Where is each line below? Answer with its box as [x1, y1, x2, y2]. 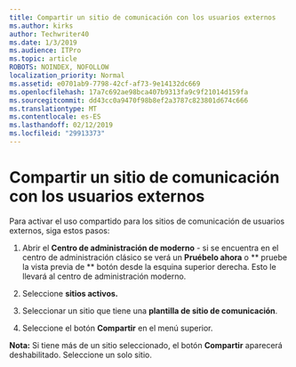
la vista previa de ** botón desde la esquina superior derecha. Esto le [21, 261, 277, 272]
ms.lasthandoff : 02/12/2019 [9, 121, 114, 130]
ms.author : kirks [9, 21, 74, 30]
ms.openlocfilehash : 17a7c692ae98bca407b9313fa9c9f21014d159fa [9, 87, 249, 96]
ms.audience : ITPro [9, 46, 82, 55]
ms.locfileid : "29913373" [9, 129, 105, 138]
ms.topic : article [9, 54, 77, 63]
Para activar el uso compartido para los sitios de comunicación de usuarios [9, 216, 285, 226]
